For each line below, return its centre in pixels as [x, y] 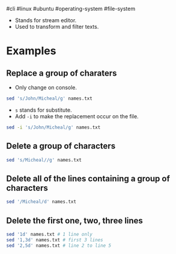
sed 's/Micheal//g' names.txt [44, 160]
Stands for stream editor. [46, 20]
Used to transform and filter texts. [57, 27]
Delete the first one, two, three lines [74, 221]
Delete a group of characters [61, 146]
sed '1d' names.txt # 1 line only [50, 234]
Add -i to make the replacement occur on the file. [77, 116]
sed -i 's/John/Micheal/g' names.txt [53, 127]
